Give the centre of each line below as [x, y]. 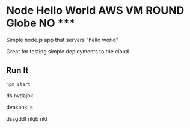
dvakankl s [20, 107]
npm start [19, 84]
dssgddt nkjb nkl [27, 118]
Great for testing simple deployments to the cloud [68, 51]
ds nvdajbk [20, 95]
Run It [17, 71]
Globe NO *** [41, 23]
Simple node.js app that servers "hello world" [63, 40]
